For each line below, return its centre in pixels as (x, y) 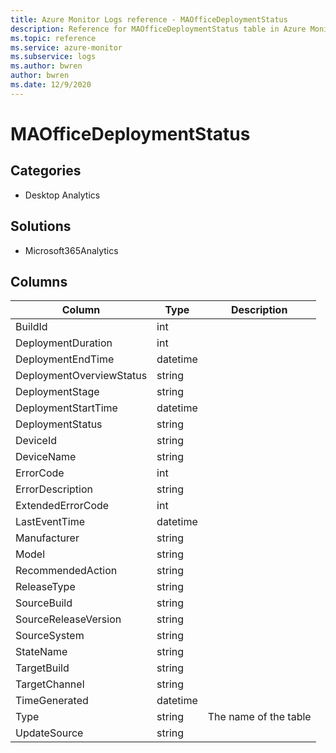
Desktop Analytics (62, 195)
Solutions (41, 226)
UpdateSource (49, 733)
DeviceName (46, 457)
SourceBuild (44, 603)
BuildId (31, 327)
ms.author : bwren (46, 66)
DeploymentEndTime (65, 359)
